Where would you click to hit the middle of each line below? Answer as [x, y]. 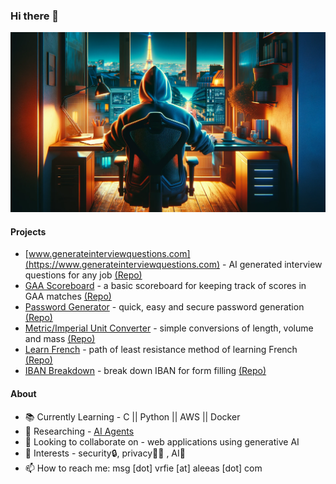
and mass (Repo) [60, 339]
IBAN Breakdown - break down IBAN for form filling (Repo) [145, 371]
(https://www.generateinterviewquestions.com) [122, 265]
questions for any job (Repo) [83, 275]
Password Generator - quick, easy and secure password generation [164, 307]
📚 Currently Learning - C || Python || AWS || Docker [132, 416]
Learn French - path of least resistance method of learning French [161, 350]
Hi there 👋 [35, 16]
